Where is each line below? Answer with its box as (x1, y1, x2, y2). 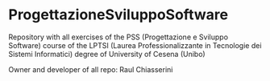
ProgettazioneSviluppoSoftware (8, 6, 228, 24)
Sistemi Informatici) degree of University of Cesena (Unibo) (8, 49, 206, 59)
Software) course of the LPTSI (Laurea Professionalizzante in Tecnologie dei (8, 40, 262, 50)
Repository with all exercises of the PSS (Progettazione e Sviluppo (8, 32, 228, 42)
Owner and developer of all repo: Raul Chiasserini (8, 64, 173, 74)
